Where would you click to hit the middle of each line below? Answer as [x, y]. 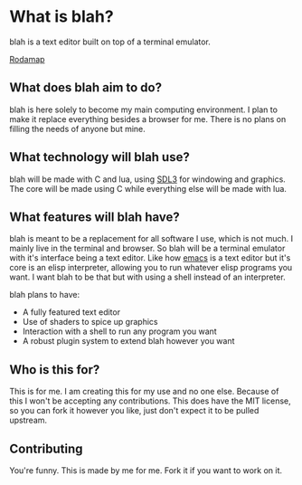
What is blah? [62, 17]
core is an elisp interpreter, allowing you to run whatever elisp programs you [151, 268]
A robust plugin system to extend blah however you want [128, 341]
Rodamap [27, 59]
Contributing [46, 448]
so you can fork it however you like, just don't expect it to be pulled [134, 411]
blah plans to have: [44, 295]
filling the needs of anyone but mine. [78, 128]
